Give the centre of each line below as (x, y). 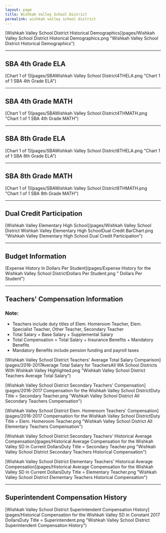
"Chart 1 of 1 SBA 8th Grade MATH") (42, 193)
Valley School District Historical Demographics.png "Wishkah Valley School (82, 38)
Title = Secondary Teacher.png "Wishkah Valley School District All (72, 396)
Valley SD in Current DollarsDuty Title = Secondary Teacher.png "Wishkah (81, 446)
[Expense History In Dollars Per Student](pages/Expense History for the (78, 268)
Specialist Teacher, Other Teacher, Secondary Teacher (68, 329)
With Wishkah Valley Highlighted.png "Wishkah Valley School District (75, 370)
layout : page (19, 10)
